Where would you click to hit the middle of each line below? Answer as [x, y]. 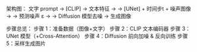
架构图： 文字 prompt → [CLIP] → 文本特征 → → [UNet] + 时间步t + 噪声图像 [99, 9]
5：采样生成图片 [26, 43]
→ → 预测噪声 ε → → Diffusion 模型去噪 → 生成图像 [69, 16]
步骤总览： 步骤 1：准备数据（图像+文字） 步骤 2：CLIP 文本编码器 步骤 [93, 29]
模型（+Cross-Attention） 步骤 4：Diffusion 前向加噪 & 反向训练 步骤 [104, 36]
